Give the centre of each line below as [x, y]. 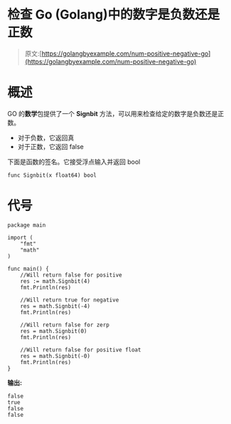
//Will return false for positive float [81, 350]
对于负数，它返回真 [46, 138]
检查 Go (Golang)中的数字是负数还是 [114, 15]
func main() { [28, 269]
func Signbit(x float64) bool [52, 175]
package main [27, 225]
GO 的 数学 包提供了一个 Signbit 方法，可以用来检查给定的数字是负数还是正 [116, 113]
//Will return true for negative [70, 300]
